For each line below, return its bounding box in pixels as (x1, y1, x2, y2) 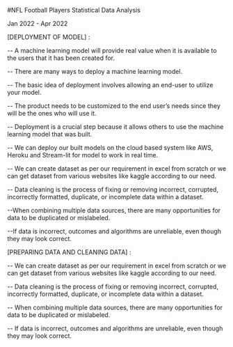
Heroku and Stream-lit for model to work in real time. (7, 151, 159, 159)
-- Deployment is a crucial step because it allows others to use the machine (7, 123, 224, 131)
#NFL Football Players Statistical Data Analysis (7, 6, 141, 14)
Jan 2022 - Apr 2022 (7, 20, 68, 27)
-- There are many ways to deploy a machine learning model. (7, 68, 183, 75)
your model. (7, 88, 42, 96)
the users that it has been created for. (7, 54, 115, 62)
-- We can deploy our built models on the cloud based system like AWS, (7, 144, 214, 152)
